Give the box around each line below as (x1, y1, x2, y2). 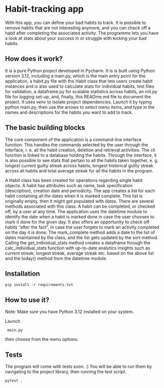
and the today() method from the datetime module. (5, 255, 108, 261)
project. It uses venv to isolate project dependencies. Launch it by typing (5, 99, 152, 105)
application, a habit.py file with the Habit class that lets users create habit (5, 78, 153, 84)
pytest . (5, 378, 23, 383)
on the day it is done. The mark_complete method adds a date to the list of (5, 229, 155, 235)
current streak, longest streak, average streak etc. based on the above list (5, 250, 154, 256)
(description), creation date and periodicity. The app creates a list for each (5, 188, 155, 194)
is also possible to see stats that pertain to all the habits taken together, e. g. (5, 157, 159, 163)
